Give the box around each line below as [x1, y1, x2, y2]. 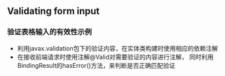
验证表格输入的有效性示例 [7, 27, 92, 37]
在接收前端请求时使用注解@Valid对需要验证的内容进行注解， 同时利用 [17, 53, 214, 61]
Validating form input [7, 5, 100, 17]
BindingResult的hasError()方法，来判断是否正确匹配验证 [17, 61, 175, 69]
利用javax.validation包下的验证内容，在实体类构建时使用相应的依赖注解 [17, 44, 218, 52]
